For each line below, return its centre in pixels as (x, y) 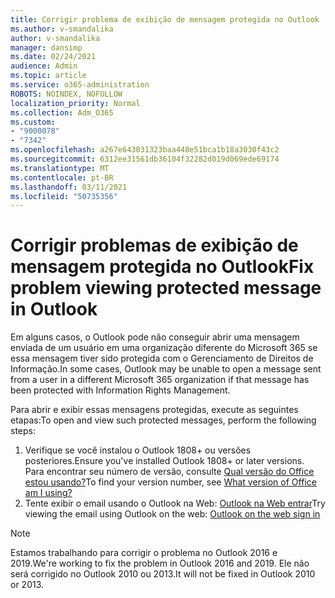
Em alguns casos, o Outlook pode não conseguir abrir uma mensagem (155, 337)
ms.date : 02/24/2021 (53, 57)
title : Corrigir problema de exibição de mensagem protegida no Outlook (165, 19)
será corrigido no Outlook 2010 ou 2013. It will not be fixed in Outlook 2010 (163, 574)
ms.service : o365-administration (80, 85)
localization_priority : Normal (75, 103)
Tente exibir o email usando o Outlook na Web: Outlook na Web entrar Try (175, 503)
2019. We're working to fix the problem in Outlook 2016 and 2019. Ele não (160, 563)
